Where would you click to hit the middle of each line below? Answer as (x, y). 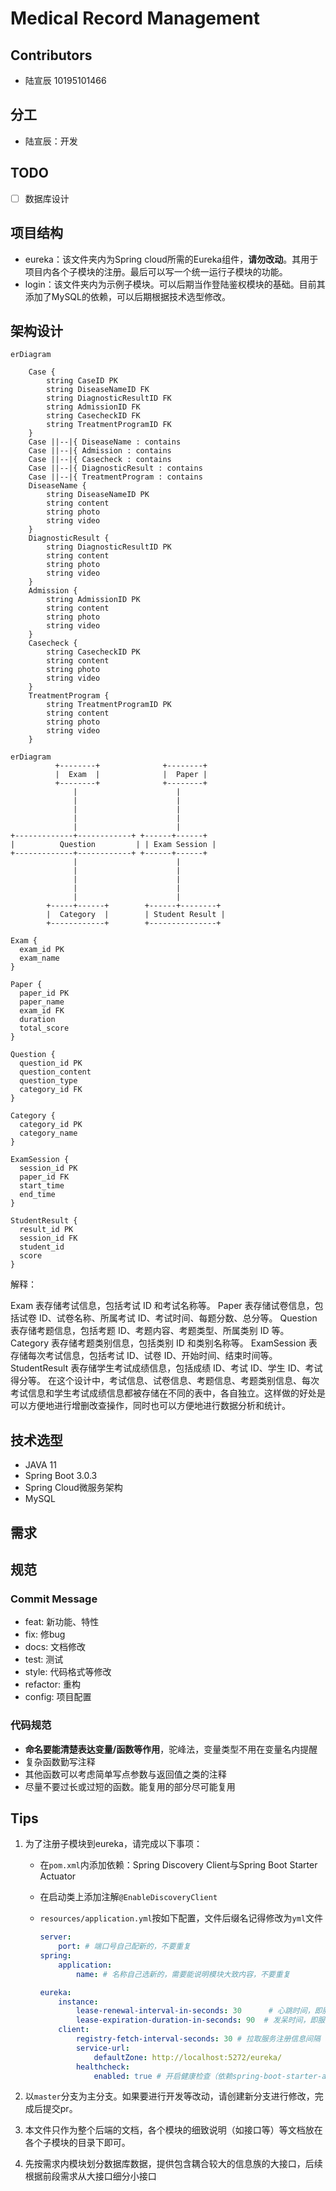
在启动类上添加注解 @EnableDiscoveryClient (128, 1897)
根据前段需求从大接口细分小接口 (90, 2176)
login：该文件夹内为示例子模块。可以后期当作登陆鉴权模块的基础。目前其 (175, 284)
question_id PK (51, 1063)
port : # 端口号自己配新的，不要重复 (125, 1947)
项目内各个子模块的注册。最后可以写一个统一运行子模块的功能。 (156, 271)
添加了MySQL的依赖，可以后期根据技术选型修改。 (127, 296)
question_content (55, 1072)
